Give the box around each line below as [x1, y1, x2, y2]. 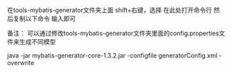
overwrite [7, 59, 35, 67]
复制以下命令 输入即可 [12, 14, 76, 23]
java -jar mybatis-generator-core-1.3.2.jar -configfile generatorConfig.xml [7, 51, 218, 60]
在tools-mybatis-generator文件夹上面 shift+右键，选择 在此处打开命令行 [7, 6, 213, 14]
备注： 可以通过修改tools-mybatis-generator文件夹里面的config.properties [7, 29, 220, 37]
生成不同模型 [19, 38, 56, 46]
